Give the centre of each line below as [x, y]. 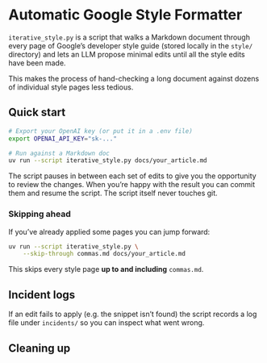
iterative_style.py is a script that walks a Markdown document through [129, 37]
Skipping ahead [40, 214]
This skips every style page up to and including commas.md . [106, 269]
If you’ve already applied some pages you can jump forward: [109, 232]
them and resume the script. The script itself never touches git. [113, 193]
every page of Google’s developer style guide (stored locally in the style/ [131, 45]
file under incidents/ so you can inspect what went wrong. [106, 323]
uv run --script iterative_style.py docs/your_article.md [108, 161]
